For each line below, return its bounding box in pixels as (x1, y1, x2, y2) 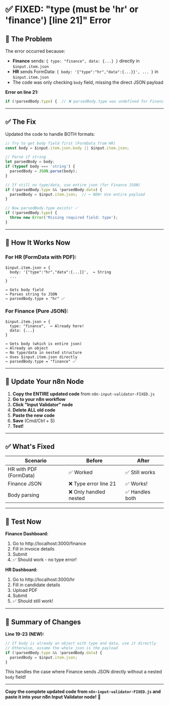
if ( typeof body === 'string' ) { (5, 164, 75, 169)
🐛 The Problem (5, 34, 52, 43)
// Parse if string (5, 155, 46, 160)
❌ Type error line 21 (68, 480, 117, 487)
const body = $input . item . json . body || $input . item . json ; (5, 145, 129, 150)
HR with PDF (8, 466, 38, 473)
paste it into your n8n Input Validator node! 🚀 (5, 694, 101, 700)
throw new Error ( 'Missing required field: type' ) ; (10, 215, 118, 220)
